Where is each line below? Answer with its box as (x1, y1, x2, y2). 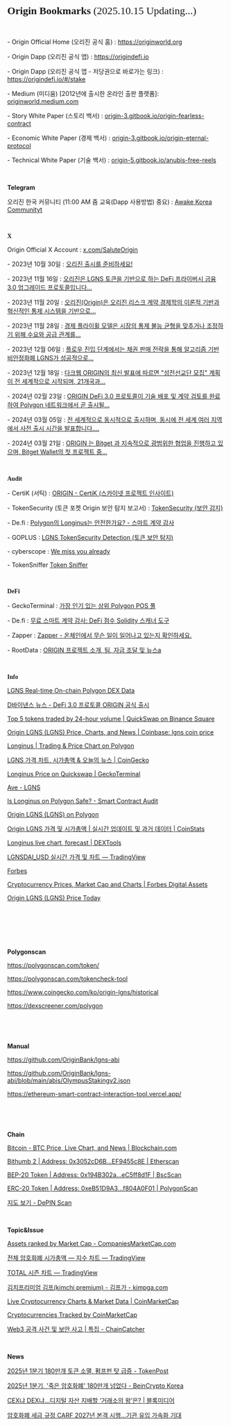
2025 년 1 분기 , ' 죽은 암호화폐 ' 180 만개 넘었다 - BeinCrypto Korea (7, 1381, 184, 1390)
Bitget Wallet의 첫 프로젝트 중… (22, 448, 108, 456)
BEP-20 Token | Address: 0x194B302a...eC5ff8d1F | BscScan (7, 1171, 182, 1179)
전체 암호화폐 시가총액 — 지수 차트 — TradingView (7, 1253, 146, 1263)
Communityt (7, 206, 43, 214)
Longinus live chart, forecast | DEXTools (7, 839, 121, 847)
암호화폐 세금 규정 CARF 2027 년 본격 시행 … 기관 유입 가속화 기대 (7, 1411, 182, 1420)
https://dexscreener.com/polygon (7, 1002, 103, 1010)
